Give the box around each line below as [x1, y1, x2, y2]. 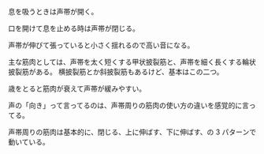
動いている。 [8, 137, 50, 146]
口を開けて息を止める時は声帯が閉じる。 [8, 24, 139, 33]
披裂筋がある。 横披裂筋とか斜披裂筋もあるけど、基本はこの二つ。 [8, 67, 224, 77]
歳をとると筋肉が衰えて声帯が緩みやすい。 [8, 84, 147, 93]
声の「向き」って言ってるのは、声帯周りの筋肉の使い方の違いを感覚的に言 [8, 101, 250, 110]
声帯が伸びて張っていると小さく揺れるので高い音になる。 [8, 40, 195, 50]
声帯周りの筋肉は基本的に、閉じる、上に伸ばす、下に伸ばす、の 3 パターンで [8, 127, 257, 137]
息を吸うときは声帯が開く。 [8, 7, 99, 16]
